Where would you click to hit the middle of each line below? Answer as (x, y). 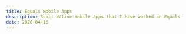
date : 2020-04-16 (27, 22)
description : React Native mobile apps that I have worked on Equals (93, 17)
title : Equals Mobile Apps (39, 11)
